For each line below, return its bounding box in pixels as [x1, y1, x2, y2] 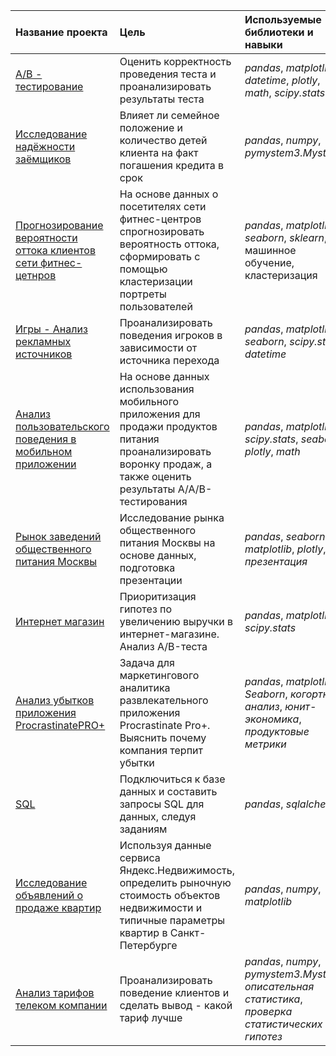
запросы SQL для [119, 797, 205, 811]
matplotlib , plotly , [244, 542, 327, 556]
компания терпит [119, 744, 203, 757]
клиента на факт [119, 146, 199, 159]
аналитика [119, 681, 171, 694]
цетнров [15, 269, 57, 282]
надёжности [15, 140, 76, 153]
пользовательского [15, 420, 110, 433]
